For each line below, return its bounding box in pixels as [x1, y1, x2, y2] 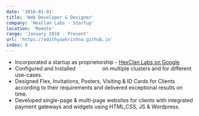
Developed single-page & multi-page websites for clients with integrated [14, 96, 194, 103]
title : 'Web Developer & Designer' [6, 14, 95, 20]
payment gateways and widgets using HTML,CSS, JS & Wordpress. [14, 103, 180, 110]
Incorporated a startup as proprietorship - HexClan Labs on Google [14, 58, 180, 66]
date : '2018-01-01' [6, 8, 55, 15]
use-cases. [14, 71, 43, 78]
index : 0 [6, 42, 28, 48]
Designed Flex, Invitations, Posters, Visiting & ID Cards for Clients [14, 77, 175, 84]
